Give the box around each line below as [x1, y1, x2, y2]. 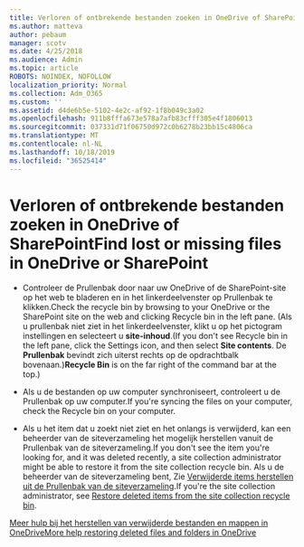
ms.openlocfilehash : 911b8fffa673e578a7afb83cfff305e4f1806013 [9, 114, 253, 123]
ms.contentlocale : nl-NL [9, 139, 103, 148]
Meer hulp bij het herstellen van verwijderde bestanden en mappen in [9, 517, 269, 529]
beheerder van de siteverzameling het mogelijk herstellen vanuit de [22, 433, 274, 444]
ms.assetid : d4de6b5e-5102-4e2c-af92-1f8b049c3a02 [9, 106, 204, 115]
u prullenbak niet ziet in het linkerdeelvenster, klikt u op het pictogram [22, 321, 283, 332]
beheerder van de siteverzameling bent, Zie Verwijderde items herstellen [22, 471, 294, 482]
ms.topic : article [9, 64, 79, 73]
